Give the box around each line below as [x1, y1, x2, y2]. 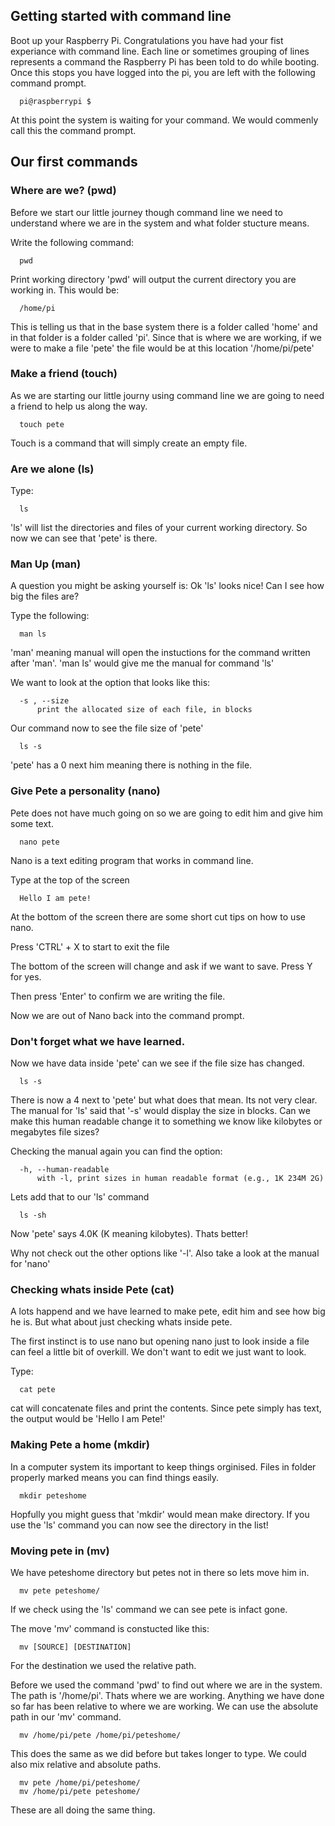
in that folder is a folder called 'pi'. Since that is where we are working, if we [10, 331, 322, 343]
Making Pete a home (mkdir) [10, 1438, 150, 1452]
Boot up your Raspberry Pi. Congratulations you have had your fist [10, 34, 284, 46]
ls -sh [19, 1210, 47, 1220]
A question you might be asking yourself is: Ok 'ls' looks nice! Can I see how [10, 580, 325, 592]
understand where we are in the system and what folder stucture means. [10, 217, 310, 229]
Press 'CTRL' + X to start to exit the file [10, 940, 170, 953]
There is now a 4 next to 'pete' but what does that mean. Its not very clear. [10, 1094, 318, 1106]
